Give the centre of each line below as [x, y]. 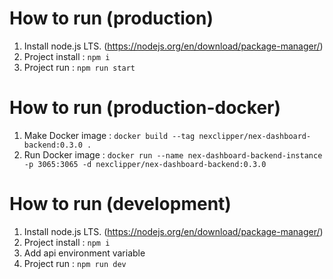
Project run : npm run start [79, 67]
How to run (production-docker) [145, 108]
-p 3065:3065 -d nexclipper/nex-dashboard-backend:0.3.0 [145, 164]
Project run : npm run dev [75, 263]
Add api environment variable [84, 253]
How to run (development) [120, 204]
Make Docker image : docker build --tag [109, 135]
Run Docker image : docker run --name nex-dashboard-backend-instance [173, 154]
